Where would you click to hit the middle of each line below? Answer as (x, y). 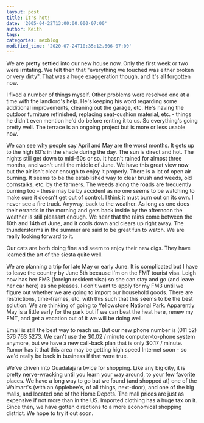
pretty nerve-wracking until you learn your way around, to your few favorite (101, 374)
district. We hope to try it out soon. (50, 413)
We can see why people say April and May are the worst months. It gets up (100, 145)
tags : (13, 35)
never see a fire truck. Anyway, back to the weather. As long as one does (98, 204)
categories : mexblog (33, 40)
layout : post (23, 12)
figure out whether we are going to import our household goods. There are (100, 292)
